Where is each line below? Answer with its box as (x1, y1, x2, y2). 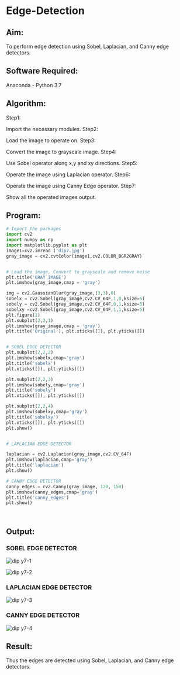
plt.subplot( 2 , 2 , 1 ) (6, 317, 54, 323)
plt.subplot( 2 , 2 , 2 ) (6, 350, 54, 355)
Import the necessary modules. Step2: (6, 125, 98, 132)
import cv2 (6, 231, 33, 238)
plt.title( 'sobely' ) (6, 388, 57, 393)
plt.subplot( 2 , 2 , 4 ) (6, 403, 54, 409)
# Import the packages (6, 226, 61, 232)
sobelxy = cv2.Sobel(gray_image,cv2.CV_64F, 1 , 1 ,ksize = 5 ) (6, 306, 145, 313)
